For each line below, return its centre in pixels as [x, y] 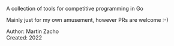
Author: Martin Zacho [32, 31]
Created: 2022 [24, 37]
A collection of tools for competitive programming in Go [75, 9]
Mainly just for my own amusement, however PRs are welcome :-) [88, 20]
